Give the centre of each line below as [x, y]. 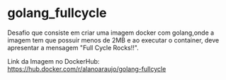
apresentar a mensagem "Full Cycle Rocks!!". [73, 47]
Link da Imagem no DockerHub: [53, 61]
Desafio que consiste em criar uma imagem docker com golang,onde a [111, 33]
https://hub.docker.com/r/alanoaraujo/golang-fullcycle [87, 69]
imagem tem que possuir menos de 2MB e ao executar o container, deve [113, 40]
